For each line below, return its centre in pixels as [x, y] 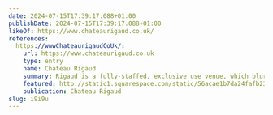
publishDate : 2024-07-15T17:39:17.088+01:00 [85, 23]
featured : [40, 83]
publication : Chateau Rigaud [72, 91]
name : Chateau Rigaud [59, 69]
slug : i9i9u [28, 99]
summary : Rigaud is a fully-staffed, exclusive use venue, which [136, 76]
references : [28, 38]
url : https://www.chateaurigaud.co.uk [89, 53]
